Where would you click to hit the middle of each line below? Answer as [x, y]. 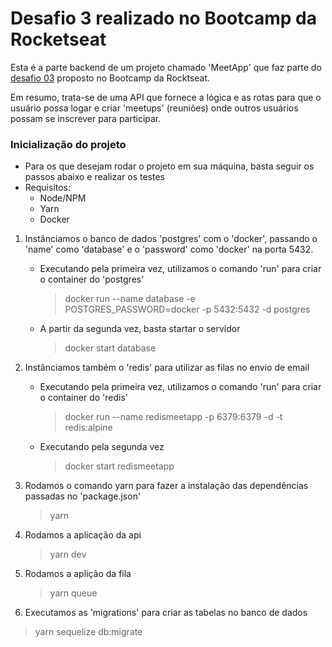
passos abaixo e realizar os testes [94, 177]
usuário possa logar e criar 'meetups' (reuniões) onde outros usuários [154, 108]
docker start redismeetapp [119, 466]
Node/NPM [63, 198]
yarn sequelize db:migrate [88, 632]
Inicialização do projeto [68, 144]
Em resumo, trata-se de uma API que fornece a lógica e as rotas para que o [166, 97]
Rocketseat [58, 39]
